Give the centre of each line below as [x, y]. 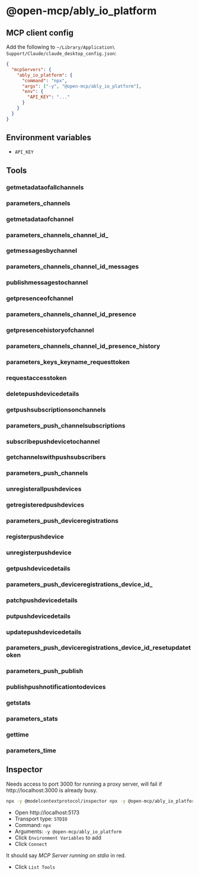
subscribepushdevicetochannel [53, 441]
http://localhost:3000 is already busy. [52, 790]
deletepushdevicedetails [43, 394]
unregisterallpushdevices [44, 489]
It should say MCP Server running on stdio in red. [66, 855]
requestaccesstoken [36, 378]
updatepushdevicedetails [44, 632]
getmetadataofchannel [40, 219]
